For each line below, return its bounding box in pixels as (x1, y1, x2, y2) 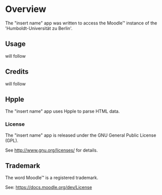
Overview (5, 3, 46, 15)
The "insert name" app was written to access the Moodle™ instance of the (5, 20, 157, 26)
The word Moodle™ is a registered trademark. (5, 175, 98, 181)
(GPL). (5, 137, 18, 143)
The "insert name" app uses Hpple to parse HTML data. (5, 108, 120, 114)
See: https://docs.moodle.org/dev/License (5, 185, 92, 191)
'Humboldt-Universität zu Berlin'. (5, 25, 72, 31)
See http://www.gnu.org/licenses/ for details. (5, 147, 98, 153)
